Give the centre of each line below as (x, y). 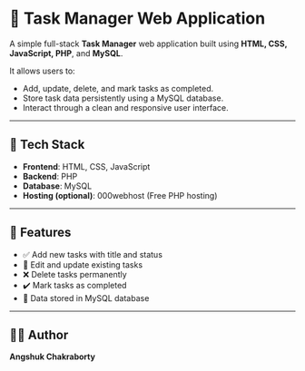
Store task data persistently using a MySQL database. (123, 98)
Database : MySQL (57, 186)
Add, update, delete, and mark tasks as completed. (118, 88)
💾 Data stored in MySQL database (86, 298)
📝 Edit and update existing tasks (83, 264)
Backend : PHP (50, 176)
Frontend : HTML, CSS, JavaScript (86, 166)
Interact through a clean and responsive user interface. (125, 107)
